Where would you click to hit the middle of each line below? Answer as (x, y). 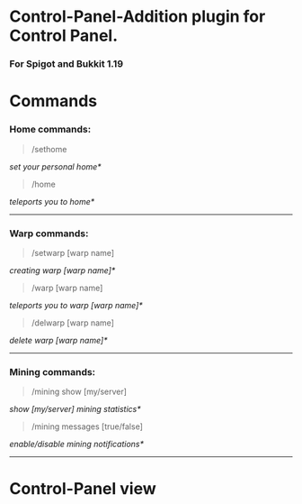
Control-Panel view (83, 489)
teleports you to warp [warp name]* (76, 305)
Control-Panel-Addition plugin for (138, 17)
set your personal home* (55, 166)
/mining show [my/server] (79, 392)
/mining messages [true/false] (87, 426)
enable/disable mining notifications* (77, 444)
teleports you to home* (52, 201)
